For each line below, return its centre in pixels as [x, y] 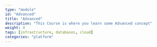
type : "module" [21, 10]
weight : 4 [15, 28]
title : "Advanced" [24, 19]
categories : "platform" [29, 37]
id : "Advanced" [21, 14]
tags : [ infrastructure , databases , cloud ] [49, 32]
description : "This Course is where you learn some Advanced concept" [79, 23]
